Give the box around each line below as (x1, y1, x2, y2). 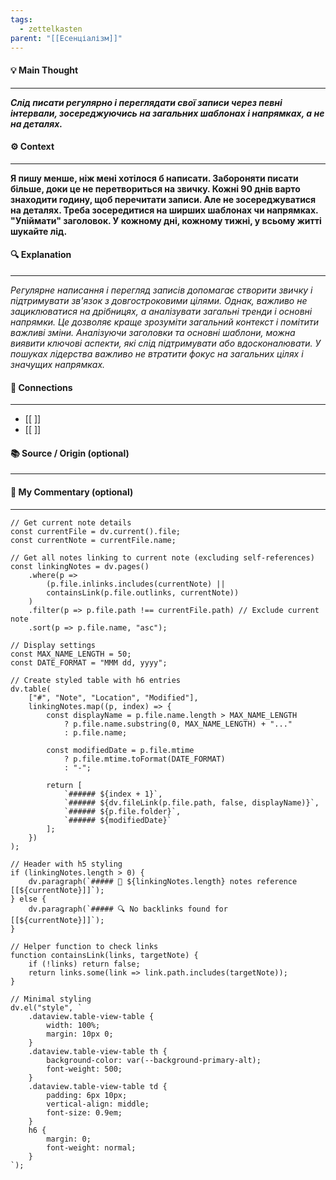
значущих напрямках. (10, 358, 106, 370)
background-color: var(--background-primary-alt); (46, 1055, 262, 1065)
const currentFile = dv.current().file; (10, 526, 182, 536)
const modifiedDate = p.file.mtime (46, 745, 195, 755)
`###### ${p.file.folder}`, (63, 806, 182, 816)
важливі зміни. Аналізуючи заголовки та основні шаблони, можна (10, 326, 296, 338)
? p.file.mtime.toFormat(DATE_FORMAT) (63, 754, 226, 764)
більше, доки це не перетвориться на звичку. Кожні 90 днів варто (10, 182, 301, 195)
